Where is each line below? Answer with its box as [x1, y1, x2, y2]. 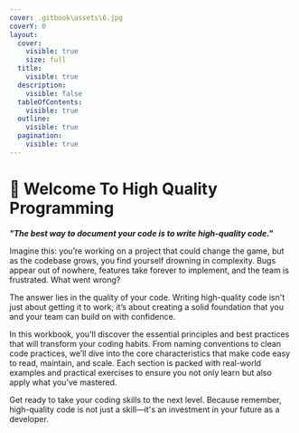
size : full [25, 55, 67, 64]
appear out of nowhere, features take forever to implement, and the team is [9, 265, 289, 275]
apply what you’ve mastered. [9, 377, 117, 388]
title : [17, 64, 42, 73]
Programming [9, 197, 115, 218]
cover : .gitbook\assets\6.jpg [9, 13, 124, 23]
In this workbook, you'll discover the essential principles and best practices [9, 328, 290, 340]
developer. [9, 413, 50, 424]
